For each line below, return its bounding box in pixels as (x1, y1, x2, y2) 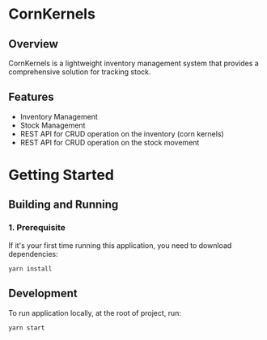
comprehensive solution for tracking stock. (8, 67, 151, 77)
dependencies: (8, 249, 58, 258)
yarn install (8, 264, 53, 273)
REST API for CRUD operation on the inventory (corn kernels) (19, 128, 224, 138)
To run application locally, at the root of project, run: (8, 308, 182, 317)
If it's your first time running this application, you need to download (8, 240, 232, 250)
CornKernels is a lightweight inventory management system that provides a (8, 58, 259, 68)
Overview (8, 37, 59, 51)
